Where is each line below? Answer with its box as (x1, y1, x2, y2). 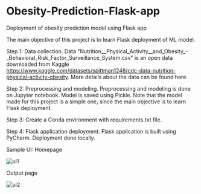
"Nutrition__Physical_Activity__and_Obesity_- (77, 47, 188, 55)
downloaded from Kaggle (6, 60, 69, 68)
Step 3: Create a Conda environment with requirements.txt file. (6, 116, 162, 123)
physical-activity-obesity (6, 73, 68, 80)
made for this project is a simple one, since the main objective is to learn (6, 98, 187, 105)
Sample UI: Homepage (6, 146, 62, 153)
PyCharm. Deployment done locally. (6, 134, 95, 141)
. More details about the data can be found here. (67, 73, 188, 80)
